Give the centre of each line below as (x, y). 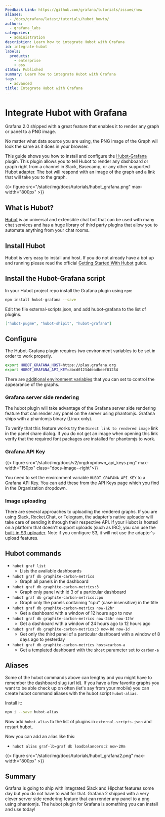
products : (20, 56)
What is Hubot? (29, 208)
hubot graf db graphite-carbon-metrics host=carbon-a (69, 645)
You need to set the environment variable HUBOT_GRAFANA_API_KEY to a (75, 477)
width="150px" (20, 468)
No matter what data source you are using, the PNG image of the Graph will (82, 141)
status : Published (24, 70)
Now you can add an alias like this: (40, 736)
